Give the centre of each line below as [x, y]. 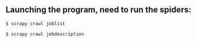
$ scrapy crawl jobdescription [45, 34]
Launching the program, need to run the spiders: [98, 10]
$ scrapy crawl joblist [36, 23]
